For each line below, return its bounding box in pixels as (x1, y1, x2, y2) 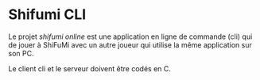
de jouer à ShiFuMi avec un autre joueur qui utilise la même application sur (8, 40, 252, 49)
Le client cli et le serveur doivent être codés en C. (8, 63, 171, 73)
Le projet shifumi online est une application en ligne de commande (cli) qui (8, 32, 253, 41)
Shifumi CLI (8, 6, 87, 24)
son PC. (8, 48, 34, 58)
